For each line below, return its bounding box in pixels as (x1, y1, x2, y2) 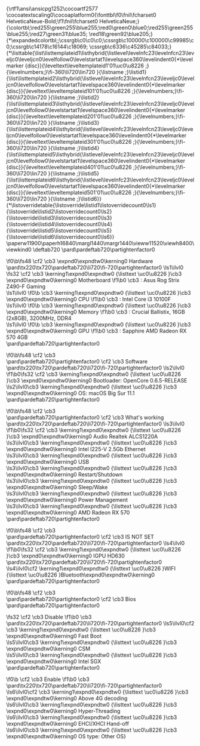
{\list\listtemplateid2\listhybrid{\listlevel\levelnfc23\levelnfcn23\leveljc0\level (6, 75, 195, 82)
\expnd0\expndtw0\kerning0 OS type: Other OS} (6, 733, 127, 739)
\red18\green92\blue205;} (88, 30, 153, 38)
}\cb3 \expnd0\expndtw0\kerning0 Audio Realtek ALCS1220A (6, 433, 158, 440)
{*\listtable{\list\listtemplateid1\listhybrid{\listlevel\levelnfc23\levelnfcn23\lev (6, 50, 195, 56)
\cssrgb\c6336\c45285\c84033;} (89, 43, 172, 50)
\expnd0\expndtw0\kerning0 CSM (6, 645, 91, 652)
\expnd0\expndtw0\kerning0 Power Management (6, 497, 128, 503)
